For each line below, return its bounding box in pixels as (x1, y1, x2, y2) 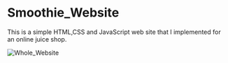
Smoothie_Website (7, 5, 120, 21)
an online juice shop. (7, 35, 67, 43)
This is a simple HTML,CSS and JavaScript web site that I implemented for (7, 28, 222, 36)
